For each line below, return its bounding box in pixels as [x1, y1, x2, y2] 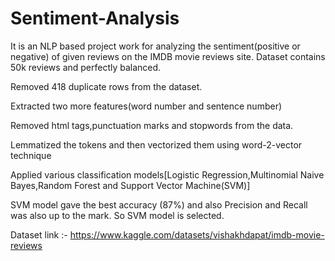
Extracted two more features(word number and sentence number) [10, 100, 283, 112]
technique [10, 149, 52, 161]
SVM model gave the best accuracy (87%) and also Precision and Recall [10, 198, 308, 211]
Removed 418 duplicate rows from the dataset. [10, 80, 203, 92]
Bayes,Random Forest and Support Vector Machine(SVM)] [10, 179, 251, 191]
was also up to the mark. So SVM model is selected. [10, 209, 225, 221]
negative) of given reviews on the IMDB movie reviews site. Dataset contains [10, 50, 326, 62]
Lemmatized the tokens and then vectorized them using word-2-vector [10, 138, 303, 151]
